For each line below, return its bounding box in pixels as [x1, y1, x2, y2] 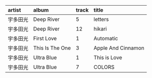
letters [94, 16, 109, 22]
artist [8, 7, 21, 13]
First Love [33, 35, 57, 42]
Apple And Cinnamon [94, 44, 145, 51]
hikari [94, 25, 107, 32]
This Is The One [33, 44, 71, 51]
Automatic [94, 35, 118, 42]
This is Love [94, 54, 123, 61]
